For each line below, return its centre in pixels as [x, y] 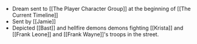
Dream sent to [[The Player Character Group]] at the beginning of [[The [102, 9]
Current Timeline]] [35, 15]
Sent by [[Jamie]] [34, 21]
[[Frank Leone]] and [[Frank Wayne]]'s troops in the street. [85, 34]
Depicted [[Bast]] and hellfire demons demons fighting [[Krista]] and [98, 28]
